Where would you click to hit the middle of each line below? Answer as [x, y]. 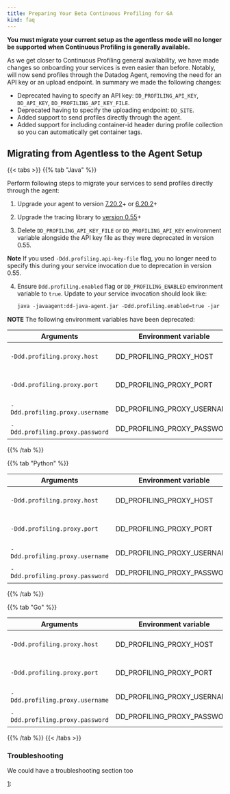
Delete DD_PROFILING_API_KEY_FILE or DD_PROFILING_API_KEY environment [119, 230]
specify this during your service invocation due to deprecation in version [110, 266]
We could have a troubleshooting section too [70, 771]
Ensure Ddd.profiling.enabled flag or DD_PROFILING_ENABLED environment [120, 287]
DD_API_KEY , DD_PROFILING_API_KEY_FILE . [73, 102]
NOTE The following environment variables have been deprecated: [101, 320]
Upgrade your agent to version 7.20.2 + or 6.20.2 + [87, 204]
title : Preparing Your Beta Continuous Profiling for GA [90, 13]
